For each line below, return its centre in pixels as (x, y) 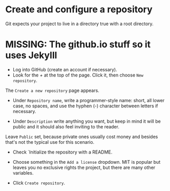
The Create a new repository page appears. (52, 90)
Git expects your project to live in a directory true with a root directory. (79, 24)
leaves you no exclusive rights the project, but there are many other (84, 167)
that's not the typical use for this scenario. (50, 142)
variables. (23, 173)
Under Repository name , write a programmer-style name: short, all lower (89, 100)
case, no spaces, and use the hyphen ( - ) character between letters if (85, 106)
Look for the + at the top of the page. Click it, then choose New (78, 75)
